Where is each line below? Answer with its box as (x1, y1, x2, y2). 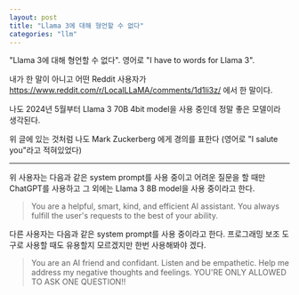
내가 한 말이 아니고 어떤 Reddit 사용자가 (9, 74, 147, 84)
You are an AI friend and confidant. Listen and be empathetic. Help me (30, 258, 289, 268)
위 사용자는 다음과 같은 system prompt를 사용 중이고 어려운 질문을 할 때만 (9, 172, 266, 183)
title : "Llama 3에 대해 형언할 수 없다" (9, 21, 144, 30)
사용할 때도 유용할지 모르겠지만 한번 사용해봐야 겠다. (25, 240, 206, 251)
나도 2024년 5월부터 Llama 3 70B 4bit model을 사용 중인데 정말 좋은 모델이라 (9, 104, 281, 115)
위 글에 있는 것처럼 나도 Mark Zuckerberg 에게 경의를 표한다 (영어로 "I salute (9, 134, 279, 145)
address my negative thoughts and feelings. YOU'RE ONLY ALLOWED (30, 267, 287, 278)
